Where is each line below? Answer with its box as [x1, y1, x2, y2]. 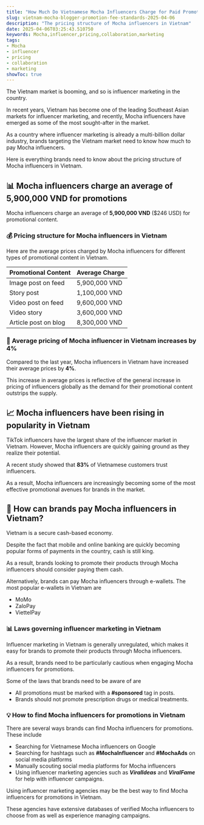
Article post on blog [9, 318, 66, 327]
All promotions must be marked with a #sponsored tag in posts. [15, 689, 175, 696]
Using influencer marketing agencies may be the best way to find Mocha [6, 787, 188, 794]
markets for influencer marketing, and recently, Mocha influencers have [6, 113, 186, 120]
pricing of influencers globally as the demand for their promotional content [6, 383, 193, 390]
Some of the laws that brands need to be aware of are [6, 677, 141, 684]
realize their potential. [6, 449, 61, 457]
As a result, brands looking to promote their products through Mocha [6, 559, 178, 567]
